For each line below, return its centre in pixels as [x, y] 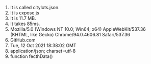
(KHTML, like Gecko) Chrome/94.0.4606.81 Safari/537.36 [70, 35]
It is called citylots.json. [35, 7]
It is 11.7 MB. [23, 18]
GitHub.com [23, 40]
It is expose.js [24, 13]
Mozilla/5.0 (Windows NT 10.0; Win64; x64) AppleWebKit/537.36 [78, 29]
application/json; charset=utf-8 [43, 51]
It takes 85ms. [25, 24]
